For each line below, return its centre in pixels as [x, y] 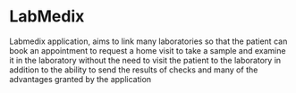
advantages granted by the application [80, 79]
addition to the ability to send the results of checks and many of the [134, 70]
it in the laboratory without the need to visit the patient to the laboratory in [145, 60]
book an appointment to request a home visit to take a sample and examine [148, 50]
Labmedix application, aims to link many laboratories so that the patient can [148, 41]
